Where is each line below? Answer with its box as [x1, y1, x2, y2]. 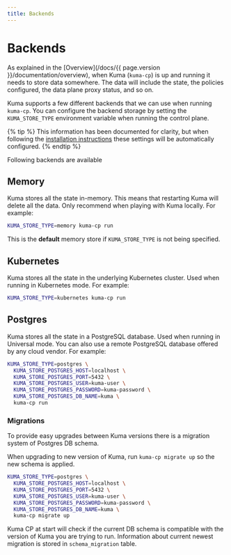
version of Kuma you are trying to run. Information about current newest [7, 532, 214, 540]
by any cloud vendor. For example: [7, 347, 106, 355]
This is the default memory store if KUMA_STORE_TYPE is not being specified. [7, 235, 221, 244]
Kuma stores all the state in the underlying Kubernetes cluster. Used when [7, 274, 220, 282]
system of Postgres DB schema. [7, 439, 99, 448]
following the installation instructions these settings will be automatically [7, 134, 214, 143]
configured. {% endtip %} [7, 142, 81, 150]
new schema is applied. [7, 460, 75, 469]
